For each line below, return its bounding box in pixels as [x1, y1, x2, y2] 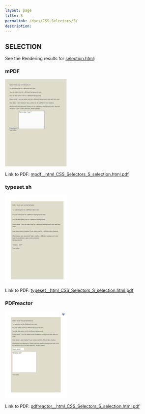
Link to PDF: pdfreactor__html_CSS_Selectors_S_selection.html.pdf [5, 403, 140, 409]
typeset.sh [5, 184, 32, 191]
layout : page [5, 8, 32, 13]
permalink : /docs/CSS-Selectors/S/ [5, 18, 78, 23]
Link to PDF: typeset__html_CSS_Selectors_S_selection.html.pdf [5, 287, 134, 293]
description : [5, 24, 32, 29]
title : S [5, 13, 23, 18]
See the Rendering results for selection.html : [5, 56, 95, 62]
